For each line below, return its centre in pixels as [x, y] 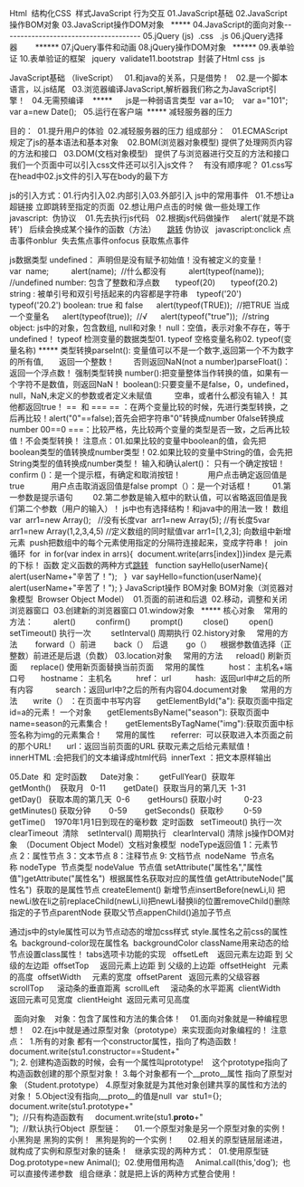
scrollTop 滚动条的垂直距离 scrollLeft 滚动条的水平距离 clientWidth [145, 988]
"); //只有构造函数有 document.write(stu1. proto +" [106, 1117]
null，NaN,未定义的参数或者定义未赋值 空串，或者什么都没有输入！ [143, 395]
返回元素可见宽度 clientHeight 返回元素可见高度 [100, 999]
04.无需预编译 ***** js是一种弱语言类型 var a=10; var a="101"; [160, 100]
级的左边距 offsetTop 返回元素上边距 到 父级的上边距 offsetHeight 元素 [149, 965]
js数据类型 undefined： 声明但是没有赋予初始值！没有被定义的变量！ [137, 260]
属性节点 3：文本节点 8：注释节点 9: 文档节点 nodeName [139, 856]
